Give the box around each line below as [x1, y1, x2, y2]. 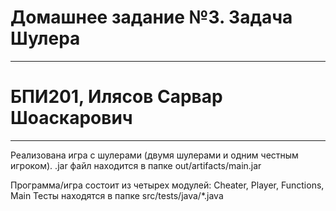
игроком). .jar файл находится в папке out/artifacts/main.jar [10, 159, 262, 171]
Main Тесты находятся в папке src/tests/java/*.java [10, 189, 224, 201]
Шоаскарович [10, 107, 133, 130]
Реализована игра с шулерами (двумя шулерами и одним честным [10, 149, 299, 161]
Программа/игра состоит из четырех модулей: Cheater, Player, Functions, [10, 179, 325, 191]
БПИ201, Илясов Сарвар [10, 86, 223, 108]
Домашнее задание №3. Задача [10, 6, 293, 29]
